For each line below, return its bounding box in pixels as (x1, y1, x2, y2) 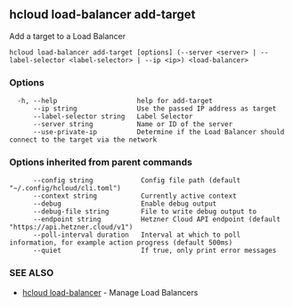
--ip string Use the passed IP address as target (32, 104, 277, 114)
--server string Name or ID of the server (32, 120, 233, 129)
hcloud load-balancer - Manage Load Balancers (21, 287, 199, 297)
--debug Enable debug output (32, 199, 217, 208)
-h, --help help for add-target (17, 97, 214, 106)
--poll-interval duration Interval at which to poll (32, 230, 241, 239)
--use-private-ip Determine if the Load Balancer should (32, 128, 285, 137)
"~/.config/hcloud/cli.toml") (9, 184, 122, 193)
